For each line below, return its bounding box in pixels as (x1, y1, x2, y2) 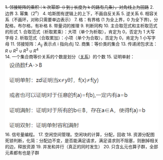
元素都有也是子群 (5, 150, 39, 156)
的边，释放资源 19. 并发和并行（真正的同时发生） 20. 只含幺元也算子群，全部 (5, 143, 158, 149)
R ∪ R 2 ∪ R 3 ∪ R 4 (5, 47, 39, 54)
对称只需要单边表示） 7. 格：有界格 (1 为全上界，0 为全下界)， (30, 17, 154, 22)
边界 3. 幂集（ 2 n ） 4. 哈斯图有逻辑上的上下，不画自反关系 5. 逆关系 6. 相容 (5, 10, 154, 16)
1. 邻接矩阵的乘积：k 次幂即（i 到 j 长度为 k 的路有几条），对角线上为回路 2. (5, 4, 154, 10)
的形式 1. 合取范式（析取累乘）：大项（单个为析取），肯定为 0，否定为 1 (5, 29, 145, 35)
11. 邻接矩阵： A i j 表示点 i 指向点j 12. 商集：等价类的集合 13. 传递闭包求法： (10, 41, 158, 48)
